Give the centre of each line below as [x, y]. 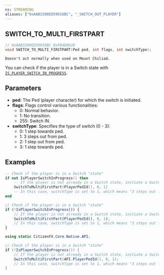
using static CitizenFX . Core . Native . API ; [48, 237]
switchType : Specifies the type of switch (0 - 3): [61, 126]
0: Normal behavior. [39, 110]
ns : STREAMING [20, 10]
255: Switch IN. [35, 121]
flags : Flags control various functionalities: [55, 105]
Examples [20, 162]
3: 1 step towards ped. [42, 147]
